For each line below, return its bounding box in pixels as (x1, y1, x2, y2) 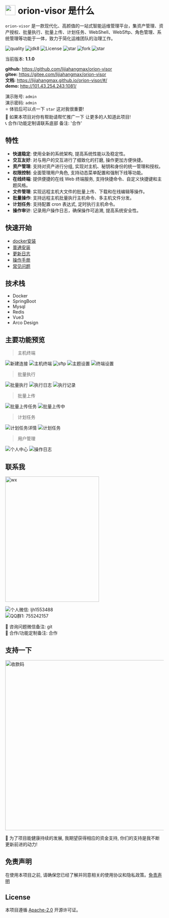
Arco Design (12, 320, 39, 326)
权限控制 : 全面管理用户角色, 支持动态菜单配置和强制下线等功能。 (12, 169, 146, 175)
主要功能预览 (5, 335, 45, 344)
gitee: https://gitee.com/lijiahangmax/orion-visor (5, 71, 107, 77)
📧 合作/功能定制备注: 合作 (5, 630, 58, 636)
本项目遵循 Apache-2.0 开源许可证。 (5, 907, 81, 913)
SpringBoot (12, 298, 36, 304)
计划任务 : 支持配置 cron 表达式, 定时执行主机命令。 (12, 201, 118, 207)
